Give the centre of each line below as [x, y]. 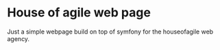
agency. [18, 38]
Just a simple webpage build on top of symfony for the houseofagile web [110, 32]
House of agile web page [79, 13]
